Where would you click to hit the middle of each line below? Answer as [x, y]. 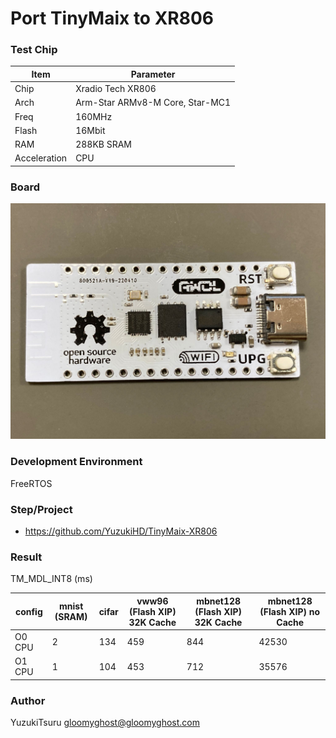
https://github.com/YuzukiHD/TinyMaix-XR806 [121, 531]
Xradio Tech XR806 [116, 89]
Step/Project [41, 509]
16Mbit [90, 130]
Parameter [153, 74]
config [28, 611]
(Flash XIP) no [290, 611]
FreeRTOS [31, 483]
